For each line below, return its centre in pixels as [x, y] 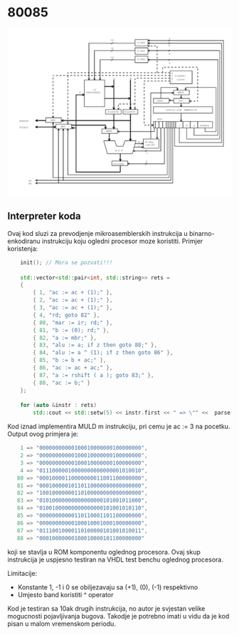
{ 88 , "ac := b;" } [62, 383]
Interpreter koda [44, 216]
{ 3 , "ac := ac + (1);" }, [73, 308]
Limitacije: [22, 573]
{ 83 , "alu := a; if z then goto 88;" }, [95, 345]
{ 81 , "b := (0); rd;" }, [71, 330]
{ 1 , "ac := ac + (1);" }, [73, 293]
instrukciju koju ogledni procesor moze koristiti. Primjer [122, 241]
